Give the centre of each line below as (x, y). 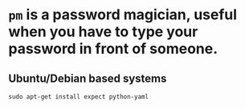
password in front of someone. (113, 49)
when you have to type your (103, 32)
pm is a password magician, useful (123, 15)
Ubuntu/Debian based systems (88, 78)
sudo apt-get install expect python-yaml (79, 97)
